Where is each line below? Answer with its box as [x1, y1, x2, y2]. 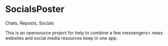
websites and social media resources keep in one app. [5, 35, 118, 41]
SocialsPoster [5, 3, 64, 15]
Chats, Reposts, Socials [5, 20, 54, 26]
